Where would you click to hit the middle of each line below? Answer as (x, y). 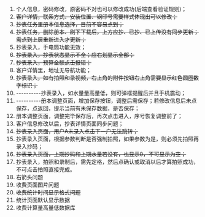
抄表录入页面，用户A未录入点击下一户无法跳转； (77, 131)
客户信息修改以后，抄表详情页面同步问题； (70, 123)
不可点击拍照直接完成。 (45, 169)
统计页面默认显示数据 (43, 200)
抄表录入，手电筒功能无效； (51, 47)
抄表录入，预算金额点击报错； (53, 62)
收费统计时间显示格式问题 (48, 192)
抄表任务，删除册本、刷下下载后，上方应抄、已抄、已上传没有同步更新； (107, 32)
